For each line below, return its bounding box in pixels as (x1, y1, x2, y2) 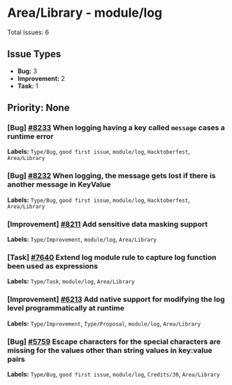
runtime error (7, 131, 54, 141)
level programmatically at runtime (7, 303, 124, 313)
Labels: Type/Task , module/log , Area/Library (7, 277, 135, 286)
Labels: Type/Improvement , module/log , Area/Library (7, 235, 157, 244)
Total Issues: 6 (7, 28, 50, 36)
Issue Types (7, 48, 61, 60)
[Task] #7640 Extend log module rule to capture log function (7, 252, 217, 262)
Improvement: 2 (17, 74, 65, 82)
